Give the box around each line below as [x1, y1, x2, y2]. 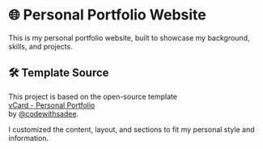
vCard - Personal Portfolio [8, 100, 95, 110]
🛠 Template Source [8, 66, 109, 80]
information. [8, 133, 49, 143]
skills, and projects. [8, 41, 73, 51]
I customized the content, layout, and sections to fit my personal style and [8, 124, 255, 134]
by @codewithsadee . [8, 109, 79, 118]
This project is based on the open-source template [8, 92, 178, 101]
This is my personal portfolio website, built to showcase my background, [8, 32, 250, 42]
